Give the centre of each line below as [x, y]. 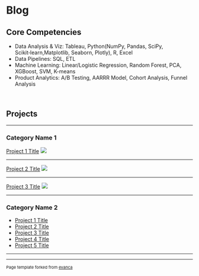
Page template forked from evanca [39, 267]
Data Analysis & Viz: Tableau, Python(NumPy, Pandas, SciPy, [89, 46]
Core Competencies [44, 32]
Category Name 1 [31, 138]
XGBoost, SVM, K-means [45, 71]
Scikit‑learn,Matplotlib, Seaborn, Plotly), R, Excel [74, 53]
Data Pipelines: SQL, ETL [45, 59]
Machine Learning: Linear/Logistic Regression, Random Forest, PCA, [98, 65]
